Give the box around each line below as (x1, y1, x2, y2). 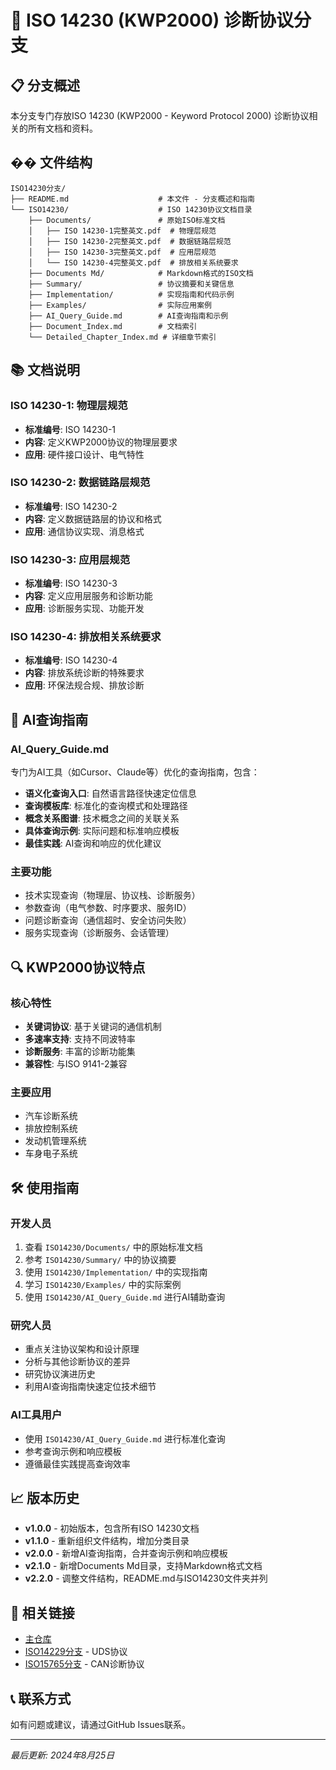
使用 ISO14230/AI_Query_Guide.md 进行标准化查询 (24, 1432, 226, 1445)
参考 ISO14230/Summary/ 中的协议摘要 (24, 1254, 177, 1266)
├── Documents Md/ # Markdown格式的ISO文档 (28, 268, 254, 278)
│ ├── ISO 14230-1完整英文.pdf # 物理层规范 (28, 226, 217, 236)
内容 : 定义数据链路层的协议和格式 (24, 512, 162, 525)
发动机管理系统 (24, 1135, 87, 1147)
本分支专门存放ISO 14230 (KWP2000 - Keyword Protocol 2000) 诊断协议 (10, 110, 310, 121)
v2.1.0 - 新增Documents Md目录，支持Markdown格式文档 (24, 1560, 263, 1572)
